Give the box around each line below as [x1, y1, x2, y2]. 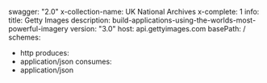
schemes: [8, 32, 41, 42]
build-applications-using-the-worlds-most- [111, 15, 257, 25]
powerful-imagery [8, 24, 69, 33]
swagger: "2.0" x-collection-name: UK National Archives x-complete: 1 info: [8, 7, 260, 16]
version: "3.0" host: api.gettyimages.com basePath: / [69, 24, 246, 33]
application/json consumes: [19, 56, 112, 66]
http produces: [19, 48, 70, 57]
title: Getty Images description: [8, 15, 111, 25]
